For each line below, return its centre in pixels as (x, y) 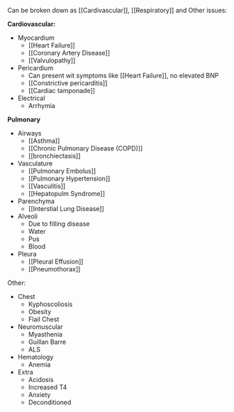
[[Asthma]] (44, 141)
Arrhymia (41, 105)
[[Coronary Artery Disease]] (69, 53)
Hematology (35, 357)
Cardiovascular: (32, 24)
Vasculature (35, 163)
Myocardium (36, 38)
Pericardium (35, 68)
